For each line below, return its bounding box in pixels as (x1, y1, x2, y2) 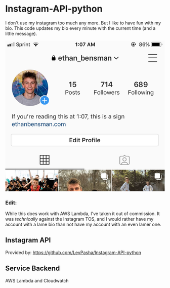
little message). (5, 30, 37, 36)
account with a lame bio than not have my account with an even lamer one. (5, 221, 161, 227)
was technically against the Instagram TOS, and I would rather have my (5, 216, 154, 222)
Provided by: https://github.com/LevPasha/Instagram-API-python (5, 249, 142, 256)
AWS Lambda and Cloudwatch (5, 277, 69, 283)
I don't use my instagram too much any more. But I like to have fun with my (5, 20, 161, 26)
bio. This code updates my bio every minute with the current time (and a (5, 25, 156, 31)
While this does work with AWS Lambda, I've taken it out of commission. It (5, 211, 160, 217)
